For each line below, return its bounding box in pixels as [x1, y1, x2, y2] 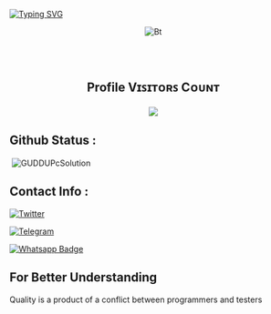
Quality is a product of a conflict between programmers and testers [9, 294, 263, 305]
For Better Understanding [9, 269, 158, 286]
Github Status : [9, 132, 97, 147]
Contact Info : [9, 184, 89, 199]
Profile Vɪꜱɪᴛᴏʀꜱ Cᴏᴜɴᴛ [86, 80, 221, 96]
